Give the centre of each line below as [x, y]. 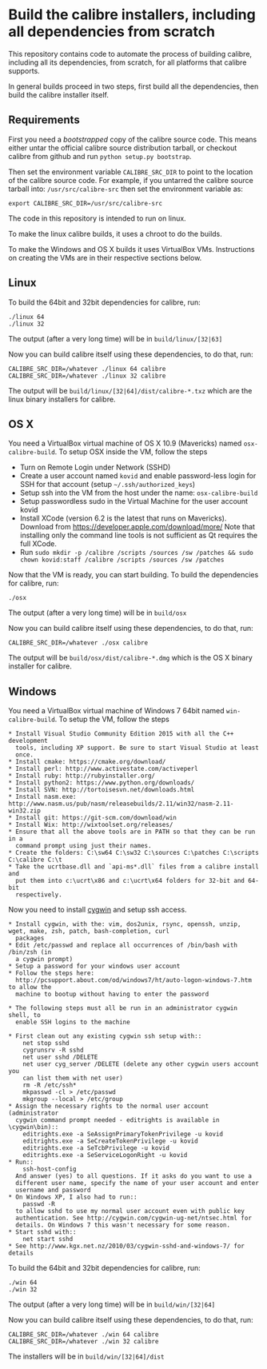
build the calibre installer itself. [59, 94]
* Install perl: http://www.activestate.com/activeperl [103, 769]
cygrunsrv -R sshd [53, 1050]
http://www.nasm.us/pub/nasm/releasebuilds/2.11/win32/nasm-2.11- [121, 804]
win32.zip [25, 811]
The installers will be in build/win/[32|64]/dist [86, 1356]
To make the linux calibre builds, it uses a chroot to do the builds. [115, 233]
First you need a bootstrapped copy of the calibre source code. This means [133, 139]
